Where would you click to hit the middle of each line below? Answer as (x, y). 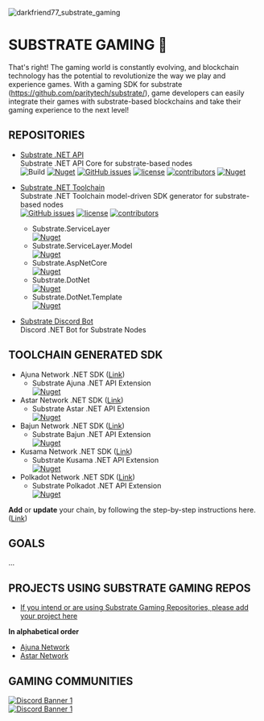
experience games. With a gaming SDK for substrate (95, 84)
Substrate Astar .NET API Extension (91, 408)
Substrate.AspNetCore (69, 262)
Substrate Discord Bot (57, 321)
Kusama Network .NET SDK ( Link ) (76, 451)
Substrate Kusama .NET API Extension (95, 459)
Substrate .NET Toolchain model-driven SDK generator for (116, 196)
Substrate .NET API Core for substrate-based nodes (106, 163)
